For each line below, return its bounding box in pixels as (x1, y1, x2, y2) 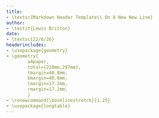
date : (6, 31, 20, 37)
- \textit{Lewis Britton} (6, 25, 70, 32)
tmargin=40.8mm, (27, 70, 68, 76)
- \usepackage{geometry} (6, 48, 68, 54)
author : (6, 20, 26, 26)
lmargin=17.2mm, (27, 81, 68, 87)
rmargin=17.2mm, (27, 86, 68, 92)
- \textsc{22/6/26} (6, 36, 55, 42)
